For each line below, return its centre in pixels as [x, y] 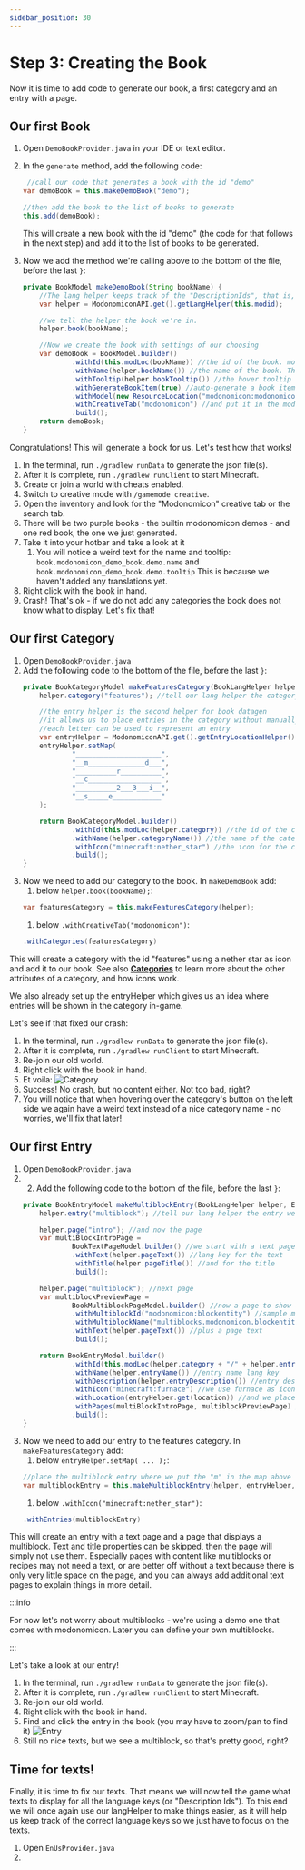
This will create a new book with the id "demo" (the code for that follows [157, 233]
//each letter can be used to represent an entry [135, 729]
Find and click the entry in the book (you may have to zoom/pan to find [155, 1722]
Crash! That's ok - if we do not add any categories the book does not [152, 600]
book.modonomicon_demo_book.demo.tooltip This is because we [152, 571]
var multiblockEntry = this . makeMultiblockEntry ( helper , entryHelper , [159, 1485]
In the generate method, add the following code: [112, 166]
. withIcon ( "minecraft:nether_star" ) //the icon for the [179, 847]
